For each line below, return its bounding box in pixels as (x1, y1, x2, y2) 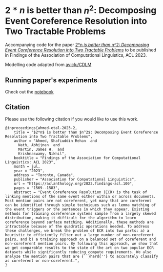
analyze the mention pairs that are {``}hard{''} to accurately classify (5, 254, 159, 259)
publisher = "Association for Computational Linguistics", (14, 177, 137, 181)
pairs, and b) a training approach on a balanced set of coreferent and (5, 237, 156, 242)
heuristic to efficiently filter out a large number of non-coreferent (5, 232, 154, 237)
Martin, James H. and (18, 147, 64, 152)
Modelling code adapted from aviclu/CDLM (5, 62, 92, 68)
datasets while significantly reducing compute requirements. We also (5, 249, 152, 254)
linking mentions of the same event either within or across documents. (5, 194, 156, 199)
